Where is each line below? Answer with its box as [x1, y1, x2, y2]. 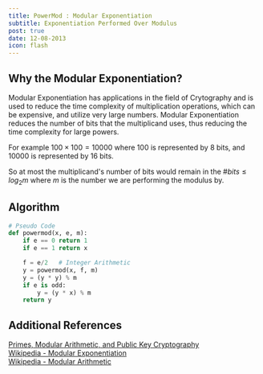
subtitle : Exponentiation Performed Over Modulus [8, 19, 178, 27]
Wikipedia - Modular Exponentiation [8, 348, 127, 358]
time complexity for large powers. [8, 126, 119, 137]
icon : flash [8, 42, 48, 50]
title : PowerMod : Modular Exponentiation [8, 11, 152, 20]
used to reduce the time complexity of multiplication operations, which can [8, 101, 256, 111]
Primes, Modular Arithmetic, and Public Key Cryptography [8, 339, 200, 350]
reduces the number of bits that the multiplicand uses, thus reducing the [8, 118, 247, 128]
